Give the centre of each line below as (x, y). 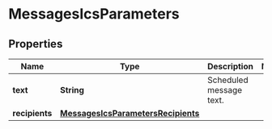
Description (230, 67)
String (72, 90)
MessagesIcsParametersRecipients (130, 113)
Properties (36, 44)
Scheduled (228, 80)
